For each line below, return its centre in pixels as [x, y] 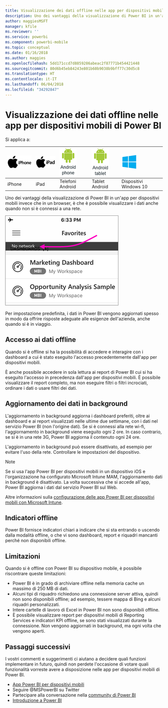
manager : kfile [21, 26]
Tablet [98, 181]
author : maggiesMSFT [27, 21]
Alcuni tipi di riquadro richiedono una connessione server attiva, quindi [85, 594]
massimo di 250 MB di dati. [40, 589]
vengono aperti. [29, 631]
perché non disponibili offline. [36, 541]
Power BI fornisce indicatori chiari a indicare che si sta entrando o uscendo [82, 530]
